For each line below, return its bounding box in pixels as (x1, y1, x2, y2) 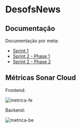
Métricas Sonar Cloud (5, 74, 76, 82)
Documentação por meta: (5, 38, 59, 44)
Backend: (5, 107, 25, 113)
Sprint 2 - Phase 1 (12, 53, 50, 59)
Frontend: (5, 87, 26, 93)
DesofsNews (5, 4, 61, 15)
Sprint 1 (12, 48, 29, 53)
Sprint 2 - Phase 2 (12, 59, 51, 65)
